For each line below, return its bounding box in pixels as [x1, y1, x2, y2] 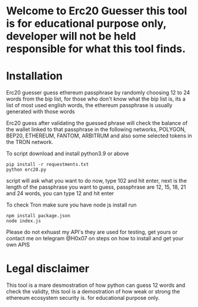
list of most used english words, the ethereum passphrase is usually [6, 102, 172, 109]
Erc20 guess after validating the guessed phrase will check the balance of [6, 120, 188, 127]
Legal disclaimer [6, 262, 90, 275]
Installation [6, 70, 63, 83]
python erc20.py [6, 167, 46, 173]
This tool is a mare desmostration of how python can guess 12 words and [6, 281, 186, 289]
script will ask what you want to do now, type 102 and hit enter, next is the [6, 177, 187, 184]
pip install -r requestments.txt [6, 162, 89, 168]
